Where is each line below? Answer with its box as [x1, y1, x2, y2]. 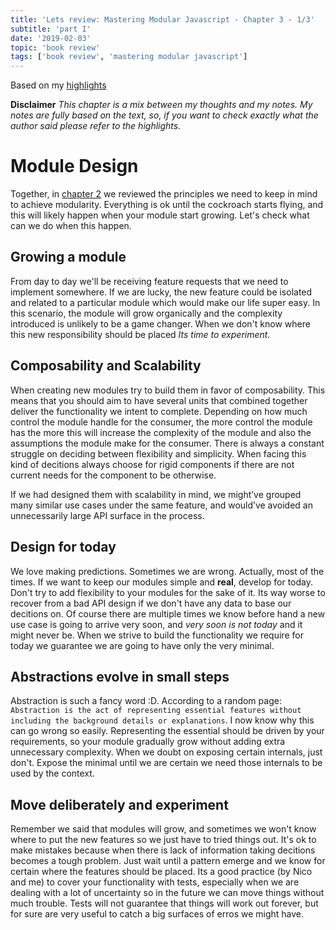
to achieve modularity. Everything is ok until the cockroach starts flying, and [10, 199, 324, 211]
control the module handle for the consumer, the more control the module [10, 416, 313, 428]
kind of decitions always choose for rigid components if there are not [10, 458, 295, 470]
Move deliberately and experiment [10, 796, 229, 813]
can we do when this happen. [10, 220, 132, 232]
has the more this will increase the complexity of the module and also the [10, 426, 312, 438]
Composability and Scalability [10, 357, 202, 375]
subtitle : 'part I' [10, 24, 92, 34]
